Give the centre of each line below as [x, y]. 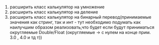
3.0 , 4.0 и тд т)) [26, 37]
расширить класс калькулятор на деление [54, 12]
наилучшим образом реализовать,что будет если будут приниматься [82, 27]
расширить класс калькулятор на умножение [57, 7]
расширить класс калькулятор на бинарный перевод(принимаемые [80, 17]
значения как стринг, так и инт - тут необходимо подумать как [75, 22]
